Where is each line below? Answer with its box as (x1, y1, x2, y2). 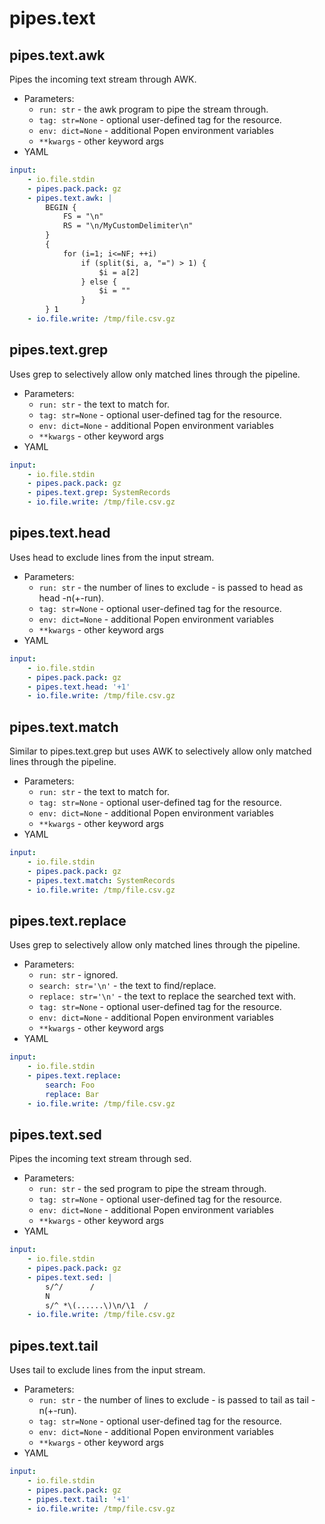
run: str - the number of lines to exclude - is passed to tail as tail (38, 1394, 309, 1406)
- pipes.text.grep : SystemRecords (27, 488, 171, 498)
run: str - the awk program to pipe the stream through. (38, 103, 269, 115)
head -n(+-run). (38, 592, 105, 604)
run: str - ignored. (38, 969, 119, 981)
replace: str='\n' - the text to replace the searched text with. (38, 990, 297, 1002)
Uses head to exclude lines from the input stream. (9, 551, 215, 563)
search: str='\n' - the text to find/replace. (38, 980, 217, 992)
